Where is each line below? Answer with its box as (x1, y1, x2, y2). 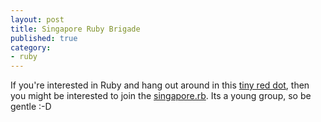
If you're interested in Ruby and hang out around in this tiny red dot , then (10, 79, 310, 91)
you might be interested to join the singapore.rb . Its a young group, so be (10, 90, 312, 102)
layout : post (10, 14, 65, 25)
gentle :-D (10, 101, 52, 113)
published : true (10, 33, 78, 43)
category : (10, 42, 52, 53)
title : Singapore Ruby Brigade (10, 24, 141, 34)
